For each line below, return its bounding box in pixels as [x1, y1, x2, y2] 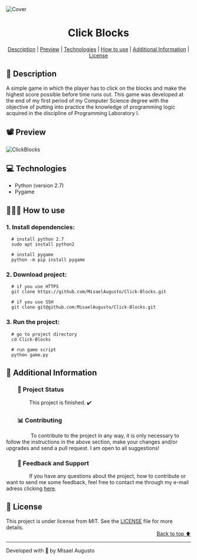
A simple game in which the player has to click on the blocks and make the [6, 85, 186, 92]
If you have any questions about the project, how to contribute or [29, 472, 186, 479]
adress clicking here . [6, 485, 57, 492]
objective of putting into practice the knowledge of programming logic [6, 103, 176, 110]
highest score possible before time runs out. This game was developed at [6, 90, 184, 98]
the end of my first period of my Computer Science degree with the [6, 97, 169, 104]
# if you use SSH [11, 299, 54, 305]
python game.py [11, 352, 49, 358]
